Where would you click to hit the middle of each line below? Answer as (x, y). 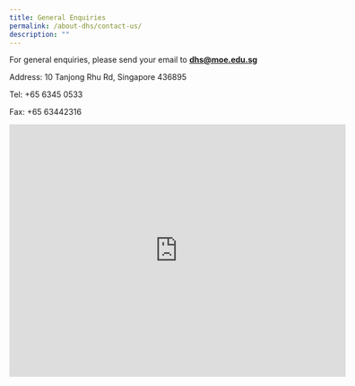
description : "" (39, 34)
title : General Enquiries (57, 18)
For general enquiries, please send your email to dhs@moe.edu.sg (134, 60)
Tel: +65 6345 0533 (46, 94)
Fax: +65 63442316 (46, 112)
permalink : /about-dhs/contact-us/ (76, 26)
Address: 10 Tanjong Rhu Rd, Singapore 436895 (98, 77)
